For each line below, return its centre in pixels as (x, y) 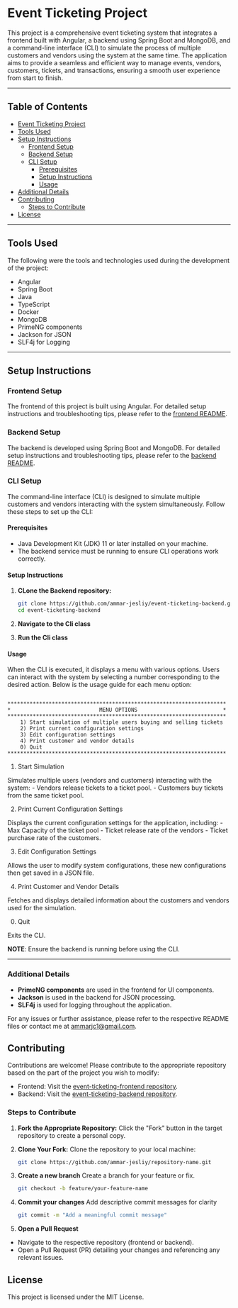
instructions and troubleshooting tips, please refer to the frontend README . (118, 414)
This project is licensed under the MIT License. (76, 1297)
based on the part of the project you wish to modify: (83, 1073)
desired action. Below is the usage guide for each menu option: (100, 685)
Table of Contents (48, 107)
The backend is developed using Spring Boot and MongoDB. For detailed (114, 447)
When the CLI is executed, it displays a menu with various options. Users (114, 670)
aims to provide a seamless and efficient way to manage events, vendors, (114, 62)
